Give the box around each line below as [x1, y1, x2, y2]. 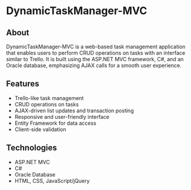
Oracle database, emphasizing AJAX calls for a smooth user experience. [6, 62, 182, 69]
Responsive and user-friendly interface [14, 113, 110, 120]
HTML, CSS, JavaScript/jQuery [14, 177, 90, 184]
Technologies [6, 143, 58, 153]
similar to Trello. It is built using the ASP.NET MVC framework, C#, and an [6, 56, 184, 62]
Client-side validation [14, 125, 66, 133]
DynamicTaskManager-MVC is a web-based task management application [6, 43, 186, 50]
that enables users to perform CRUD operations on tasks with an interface [6, 49, 186, 56]
